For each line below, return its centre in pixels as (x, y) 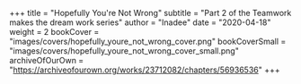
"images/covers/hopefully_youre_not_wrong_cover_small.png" (124, 51)
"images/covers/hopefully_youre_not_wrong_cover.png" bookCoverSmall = (148, 41)
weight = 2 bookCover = (54, 32)
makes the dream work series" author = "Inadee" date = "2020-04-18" (140, 22)
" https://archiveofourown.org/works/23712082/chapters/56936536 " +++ (145, 70)
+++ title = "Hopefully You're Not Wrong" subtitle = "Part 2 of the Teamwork (150, 13)
